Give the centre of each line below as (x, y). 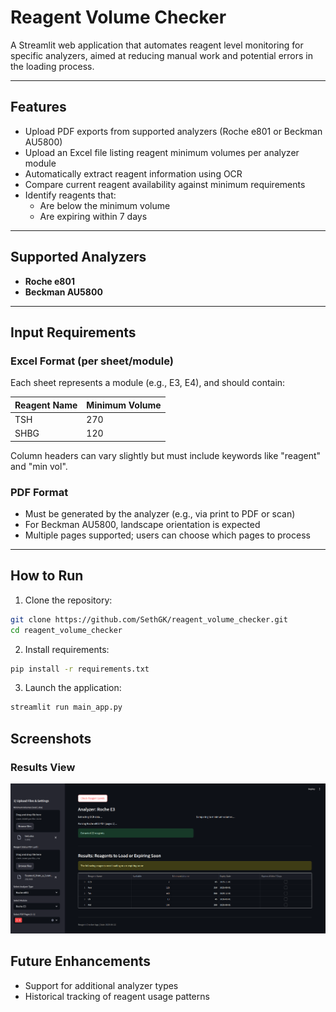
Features (38, 107)
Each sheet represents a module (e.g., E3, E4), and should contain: (148, 383)
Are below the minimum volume (105, 205)
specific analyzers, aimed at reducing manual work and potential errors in (162, 55)
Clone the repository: (68, 600)
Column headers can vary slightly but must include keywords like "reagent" (166, 455)
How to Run (47, 576)
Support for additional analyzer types (101, 985)
